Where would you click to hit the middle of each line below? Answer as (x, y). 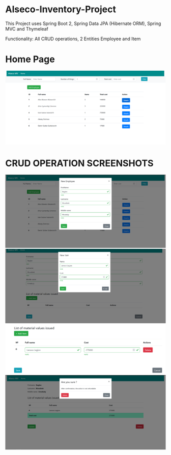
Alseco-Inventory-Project (61, 9)
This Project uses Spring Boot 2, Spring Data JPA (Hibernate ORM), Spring (83, 23)
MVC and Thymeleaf (27, 29)
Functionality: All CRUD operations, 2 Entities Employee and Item (73, 39)
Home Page (30, 59)
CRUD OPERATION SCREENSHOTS (79, 163)
